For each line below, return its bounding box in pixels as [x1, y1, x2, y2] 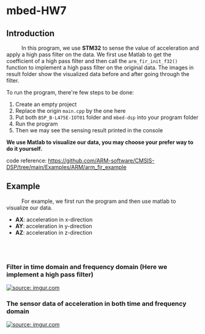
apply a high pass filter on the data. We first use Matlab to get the [6, 51, 171, 58]
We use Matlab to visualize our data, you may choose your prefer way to [6, 139, 194, 146]
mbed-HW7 [6, 4, 67, 18]
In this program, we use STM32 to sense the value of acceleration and [21, 44, 199, 51]
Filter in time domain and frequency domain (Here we [6, 262, 168, 271]
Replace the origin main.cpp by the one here [15, 107, 126, 114]
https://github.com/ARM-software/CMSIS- [48, 157, 155, 164]
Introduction [6, 28, 55, 39]
